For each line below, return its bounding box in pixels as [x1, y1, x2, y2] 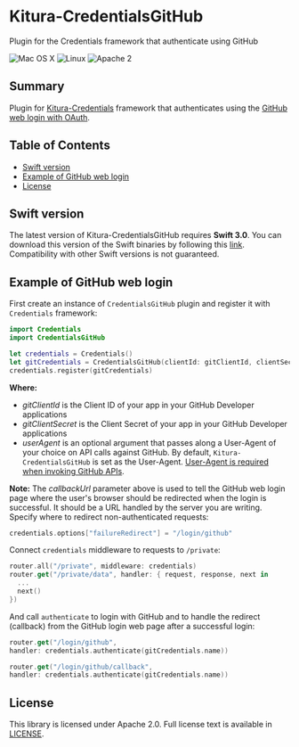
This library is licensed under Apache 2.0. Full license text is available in [9, 719, 273, 730]
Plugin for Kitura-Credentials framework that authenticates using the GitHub [9, 103, 287, 113]
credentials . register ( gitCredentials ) [9, 365, 153, 375]
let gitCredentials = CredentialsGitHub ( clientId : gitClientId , [9, 357, 253, 366]
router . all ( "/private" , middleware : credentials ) [9, 562, 198, 571]
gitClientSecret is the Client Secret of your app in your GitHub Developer [21, 418, 287, 429]
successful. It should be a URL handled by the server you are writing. [9, 502, 263, 513]
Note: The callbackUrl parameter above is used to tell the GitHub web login [9, 483, 286, 494]
